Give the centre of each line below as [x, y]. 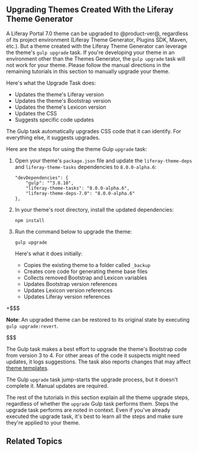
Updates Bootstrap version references [70, 284]
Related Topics [34, 442]
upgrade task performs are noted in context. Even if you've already [88, 410]
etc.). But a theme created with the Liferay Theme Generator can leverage [97, 46]
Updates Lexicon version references [68, 290]
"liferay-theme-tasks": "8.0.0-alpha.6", [78, 188]
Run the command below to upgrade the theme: [73, 231]
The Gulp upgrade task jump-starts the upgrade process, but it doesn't [92, 379]
